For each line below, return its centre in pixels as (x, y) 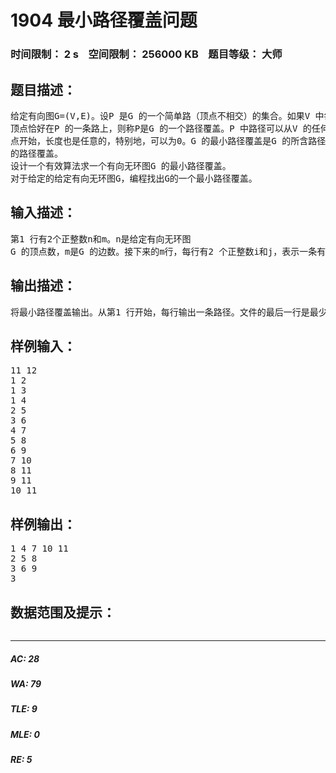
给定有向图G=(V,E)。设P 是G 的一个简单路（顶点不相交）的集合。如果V (160, 115)
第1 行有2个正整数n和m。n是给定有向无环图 (101, 239)
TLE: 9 (24, 709)
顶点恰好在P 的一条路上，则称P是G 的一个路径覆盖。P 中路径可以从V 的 (161, 128)
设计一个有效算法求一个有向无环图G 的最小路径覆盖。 (121, 165)
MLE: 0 (25, 734)
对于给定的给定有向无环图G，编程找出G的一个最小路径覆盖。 (134, 178)
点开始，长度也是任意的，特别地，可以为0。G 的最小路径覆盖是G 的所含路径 (168, 140)
